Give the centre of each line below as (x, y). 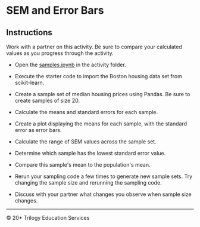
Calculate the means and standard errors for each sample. (86, 112)
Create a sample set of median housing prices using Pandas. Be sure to (102, 94)
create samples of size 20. (47, 100)
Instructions (29, 33)
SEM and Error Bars (55, 10)
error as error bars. (38, 130)
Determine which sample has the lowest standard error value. (90, 153)
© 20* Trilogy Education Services (48, 218)
